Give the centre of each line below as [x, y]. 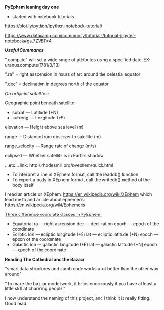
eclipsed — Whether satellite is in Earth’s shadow [54, 155]
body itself [23, 185]
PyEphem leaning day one [32, 7]
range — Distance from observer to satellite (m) [53, 136]
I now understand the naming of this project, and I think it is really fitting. [78, 298]
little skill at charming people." [35, 289]
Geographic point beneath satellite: [40, 103]
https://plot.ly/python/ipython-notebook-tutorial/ [54, 26]
